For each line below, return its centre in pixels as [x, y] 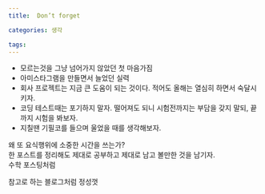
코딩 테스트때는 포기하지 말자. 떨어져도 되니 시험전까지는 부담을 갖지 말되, [134, 108]
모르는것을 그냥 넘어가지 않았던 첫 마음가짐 [86, 68]
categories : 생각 [35, 30]
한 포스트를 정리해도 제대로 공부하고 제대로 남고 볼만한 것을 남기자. [112, 155]
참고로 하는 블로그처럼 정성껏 [53, 182]
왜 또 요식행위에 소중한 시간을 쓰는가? [67, 145]
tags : [17, 45]
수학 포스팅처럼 [32, 165]
